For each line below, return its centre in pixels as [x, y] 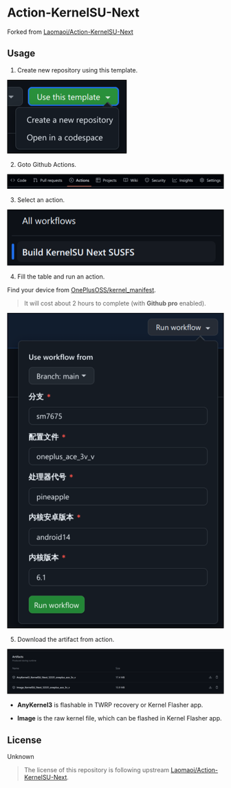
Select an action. [41, 200]
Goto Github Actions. [47, 164]
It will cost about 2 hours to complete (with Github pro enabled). [115, 303]
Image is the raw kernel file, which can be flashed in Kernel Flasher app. [119, 718]
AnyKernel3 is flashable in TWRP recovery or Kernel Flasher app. [110, 705]
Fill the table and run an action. [61, 276]
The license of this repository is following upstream [97, 770]
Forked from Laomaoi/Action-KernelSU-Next [70, 32]
